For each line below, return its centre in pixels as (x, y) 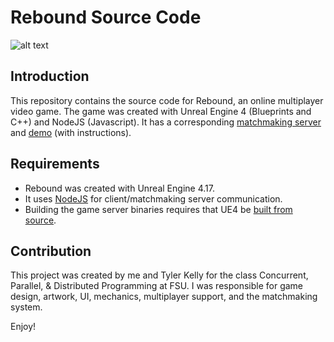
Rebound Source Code (106, 17)
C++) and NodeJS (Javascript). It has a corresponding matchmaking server (166, 122)
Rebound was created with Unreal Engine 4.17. (119, 188)
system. (26, 307)
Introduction (50, 76)
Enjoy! (23, 327)
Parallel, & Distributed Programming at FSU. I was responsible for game (157, 286)
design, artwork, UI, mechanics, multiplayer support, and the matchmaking (164, 297)
